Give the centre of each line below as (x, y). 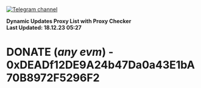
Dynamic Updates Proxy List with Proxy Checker (69, 21)
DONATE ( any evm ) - (60, 52)
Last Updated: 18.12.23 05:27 (44, 28)
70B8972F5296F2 (53, 78)
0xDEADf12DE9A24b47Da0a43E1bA (100, 65)
